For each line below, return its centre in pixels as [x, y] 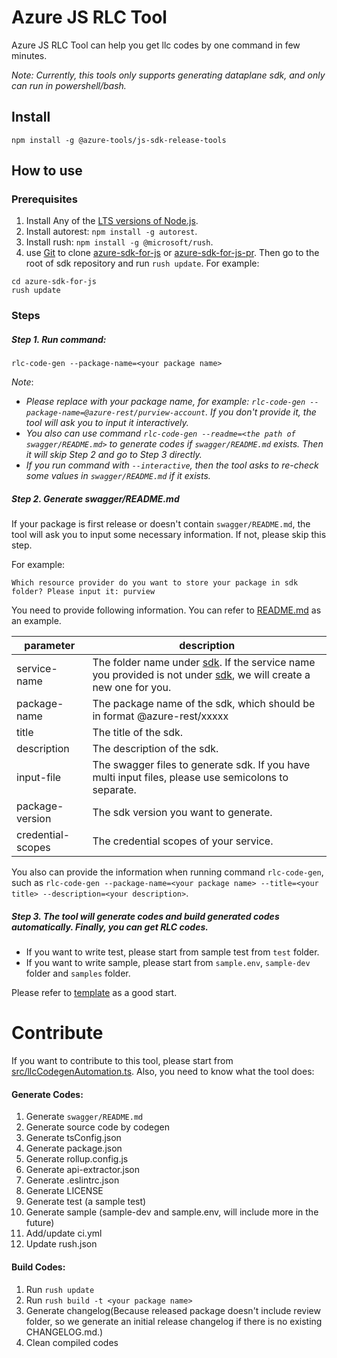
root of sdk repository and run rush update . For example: [142, 263]
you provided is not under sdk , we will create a [201, 675]
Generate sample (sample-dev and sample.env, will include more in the [172, 1212]
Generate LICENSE [64, 1191]
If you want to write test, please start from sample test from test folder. [172, 952]
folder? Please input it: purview [83, 592]
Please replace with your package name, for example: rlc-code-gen [165, 402]
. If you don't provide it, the [261, 412]
